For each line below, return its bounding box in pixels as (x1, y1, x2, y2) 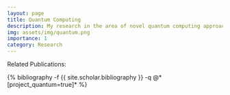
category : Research (7, 41, 63, 48)
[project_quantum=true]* (7, 81, 77, 88)
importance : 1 (7, 35, 48, 42)
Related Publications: (7, 60, 66, 68)
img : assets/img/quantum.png (7, 28, 90, 36)
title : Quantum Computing (7, 16, 81, 23)
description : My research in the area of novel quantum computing (7, 22, 201, 29)
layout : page (7, 9, 44, 17)
